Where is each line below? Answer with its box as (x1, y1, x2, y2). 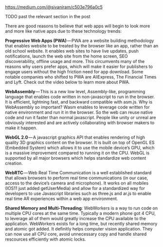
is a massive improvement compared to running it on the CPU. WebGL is (5, 150, 150, 156)
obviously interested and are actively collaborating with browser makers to (5, 120, 155, 125)
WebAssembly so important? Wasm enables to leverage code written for (5, 104, 150, 110)
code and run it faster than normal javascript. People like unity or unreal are (5, 115, 157, 120)
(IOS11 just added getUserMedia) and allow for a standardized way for (5, 185, 145, 191)
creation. (5, 161, 23, 166)
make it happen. (5, 125, 37, 131)
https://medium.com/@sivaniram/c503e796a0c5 (5, 4, 103, 10)
